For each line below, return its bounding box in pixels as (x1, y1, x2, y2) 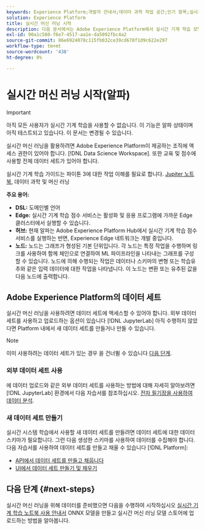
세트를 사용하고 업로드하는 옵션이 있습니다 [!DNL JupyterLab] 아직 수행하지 (6, 317, 187, 325)
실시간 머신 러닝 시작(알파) (6, 88, 131, 101)
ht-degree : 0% (6, 54, 43, 61)
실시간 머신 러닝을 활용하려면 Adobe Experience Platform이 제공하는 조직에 (6, 142, 188, 149)
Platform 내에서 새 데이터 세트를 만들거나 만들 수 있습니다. (17, 325, 156, 332)
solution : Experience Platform (6, 15, 86, 21)
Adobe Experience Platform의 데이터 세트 (6, 292, 162, 303)
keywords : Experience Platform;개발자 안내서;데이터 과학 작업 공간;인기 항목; (6, 9, 190, 15)
